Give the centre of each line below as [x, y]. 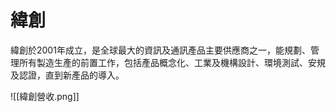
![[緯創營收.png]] [45, 96]
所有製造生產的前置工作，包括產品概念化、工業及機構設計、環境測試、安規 [172, 62]
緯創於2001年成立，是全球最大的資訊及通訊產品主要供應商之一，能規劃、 [160, 50]
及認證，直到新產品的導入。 [67, 75]
